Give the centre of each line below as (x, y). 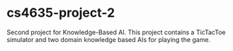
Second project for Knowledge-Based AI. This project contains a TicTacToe (116, 32)
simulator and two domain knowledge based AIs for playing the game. (108, 39)
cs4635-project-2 (61, 13)
